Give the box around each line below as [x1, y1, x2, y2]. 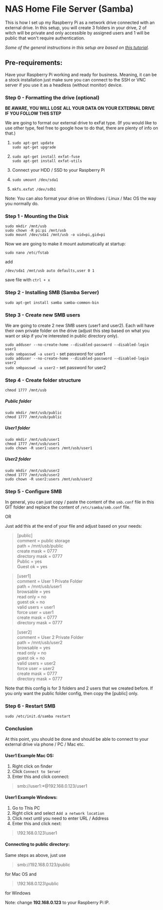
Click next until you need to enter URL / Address [12, 815, 109, 821]
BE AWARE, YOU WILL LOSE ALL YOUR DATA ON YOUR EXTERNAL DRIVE [5, 105, 155, 111]
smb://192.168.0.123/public [17, 862, 71, 868]
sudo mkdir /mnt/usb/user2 [5, 468, 60, 474]
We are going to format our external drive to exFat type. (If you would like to [5, 120, 157, 126]
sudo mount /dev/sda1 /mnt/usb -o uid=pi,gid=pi [5, 233, 106, 237]
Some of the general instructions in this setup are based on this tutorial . [5, 44, 149, 50]
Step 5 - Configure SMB [5, 488, 62, 495]
